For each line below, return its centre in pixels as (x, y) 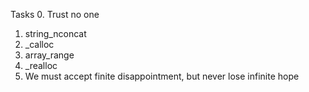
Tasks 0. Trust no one (55, 14)
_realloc (41, 65)
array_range (49, 55)
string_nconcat (55, 33)
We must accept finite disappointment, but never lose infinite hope (162, 76)
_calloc (39, 44)
